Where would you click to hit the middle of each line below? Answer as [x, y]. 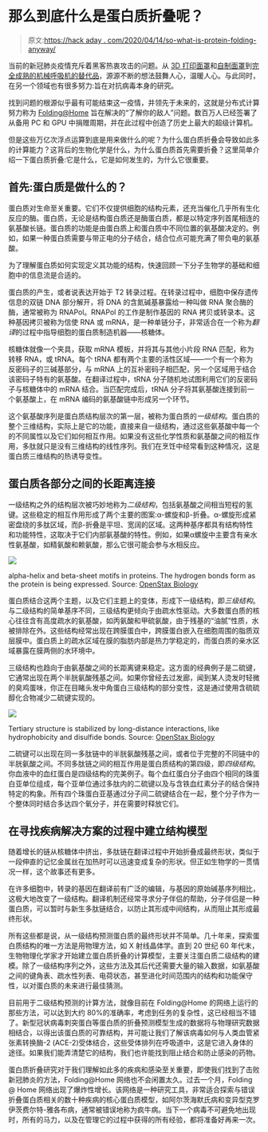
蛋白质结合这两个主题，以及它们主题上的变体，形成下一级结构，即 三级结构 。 [134, 600]
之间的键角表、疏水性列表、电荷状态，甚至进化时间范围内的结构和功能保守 [130, 976]
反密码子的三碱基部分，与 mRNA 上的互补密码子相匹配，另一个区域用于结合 [132, 369]
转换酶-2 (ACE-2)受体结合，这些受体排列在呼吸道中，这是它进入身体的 [138, 1043]
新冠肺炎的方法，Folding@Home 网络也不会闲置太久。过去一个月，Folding [130, 1080]
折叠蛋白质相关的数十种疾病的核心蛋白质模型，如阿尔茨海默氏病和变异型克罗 [134, 1100]
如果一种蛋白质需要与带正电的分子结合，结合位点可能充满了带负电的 [134, 238]
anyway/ [41, 49]
